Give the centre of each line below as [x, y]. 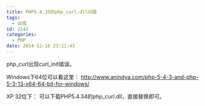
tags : [13, 18]
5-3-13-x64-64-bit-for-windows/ [48, 83]
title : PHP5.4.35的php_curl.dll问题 [52, 12]
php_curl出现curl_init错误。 [41, 64]
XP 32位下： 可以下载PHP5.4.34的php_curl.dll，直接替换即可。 [86, 96]
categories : [21, 35]
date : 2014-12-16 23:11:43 [41, 46]
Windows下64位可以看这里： [43, 77]
